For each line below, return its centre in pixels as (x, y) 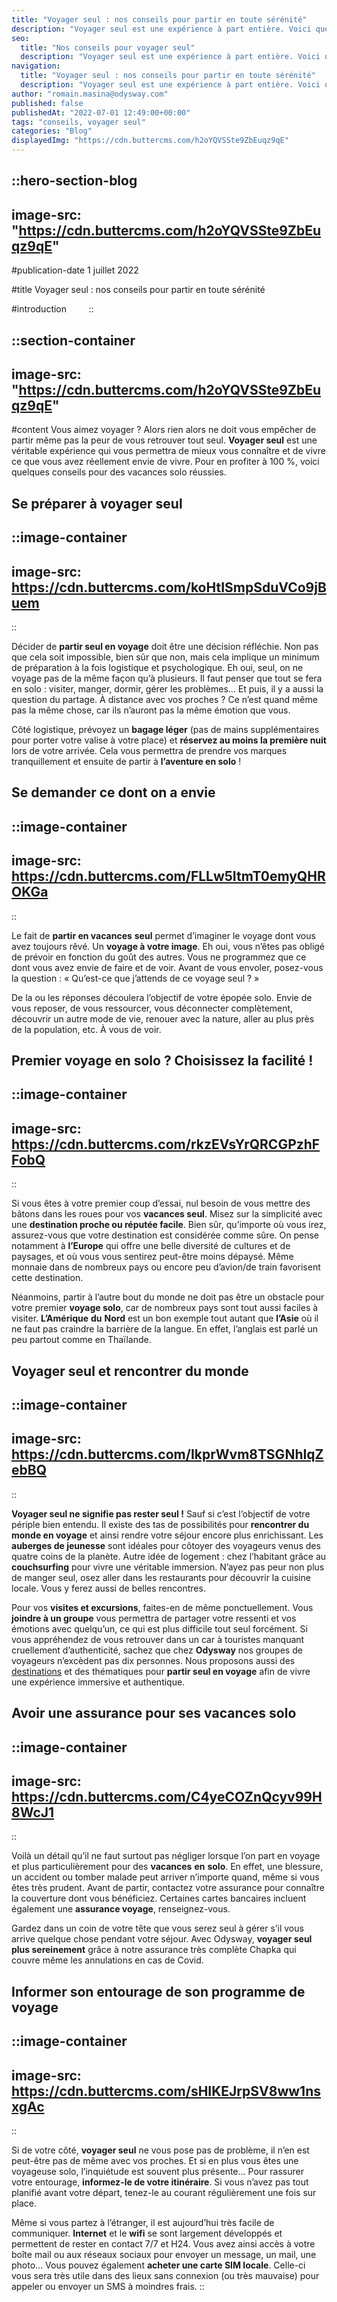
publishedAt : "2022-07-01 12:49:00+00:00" (101, 112)
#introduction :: (52, 309)
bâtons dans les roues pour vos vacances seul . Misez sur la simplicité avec (167, 1214)
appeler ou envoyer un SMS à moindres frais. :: (108, 2286)
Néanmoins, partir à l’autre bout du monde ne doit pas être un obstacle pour (168, 1297)
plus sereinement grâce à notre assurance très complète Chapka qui (154, 1950)
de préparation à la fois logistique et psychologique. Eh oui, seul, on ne (157, 667)
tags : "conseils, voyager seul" (78, 122)
